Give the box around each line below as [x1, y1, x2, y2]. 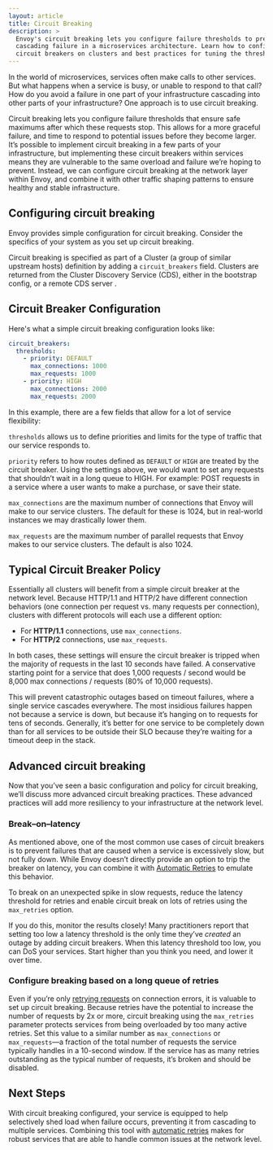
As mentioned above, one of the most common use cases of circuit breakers [8, 837, 265, 846]
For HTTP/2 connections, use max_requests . [19, 635, 168, 645]
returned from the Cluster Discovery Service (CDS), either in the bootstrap [8, 269, 258, 279]
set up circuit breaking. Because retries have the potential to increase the [8, 1002, 254, 1012]
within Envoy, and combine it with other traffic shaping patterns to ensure [8, 174, 254, 184]
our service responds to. [8, 440, 91, 450]
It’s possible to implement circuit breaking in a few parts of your [8, 140, 222, 149]
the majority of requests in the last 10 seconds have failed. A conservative [8, 659, 256, 669]
